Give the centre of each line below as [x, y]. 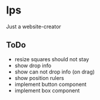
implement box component [47, 90]
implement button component [51, 84]
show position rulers [39, 78]
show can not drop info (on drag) [55, 72]
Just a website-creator [34, 26]
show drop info [33, 65]
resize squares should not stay [52, 59]
